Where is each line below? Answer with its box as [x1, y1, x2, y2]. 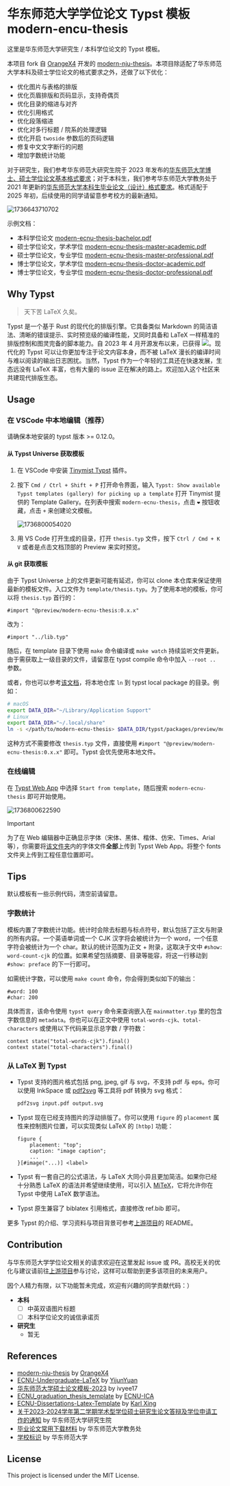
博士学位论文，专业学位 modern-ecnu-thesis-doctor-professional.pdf [16, 268, 213, 276]
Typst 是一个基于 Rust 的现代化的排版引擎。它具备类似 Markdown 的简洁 [7, 322, 212, 330]
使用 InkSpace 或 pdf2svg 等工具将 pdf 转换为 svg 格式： [23, 1086, 185, 1094]
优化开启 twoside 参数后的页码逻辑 [16, 134, 114, 142]
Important [7, 819, 35, 827]
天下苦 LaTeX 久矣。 [23, 307, 81, 315]
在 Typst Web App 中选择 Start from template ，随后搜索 [7, 783, 168, 792]
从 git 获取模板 [7, 560, 48, 568]
